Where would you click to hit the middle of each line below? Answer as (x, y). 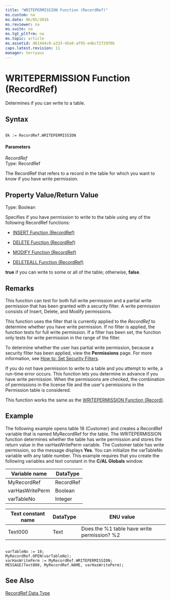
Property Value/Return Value (52, 195)
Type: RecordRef (23, 164)
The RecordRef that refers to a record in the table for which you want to (80, 173)
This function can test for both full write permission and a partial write (78, 301)
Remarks (20, 288)
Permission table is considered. (38, 390)
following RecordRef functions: (38, 222)
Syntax (17, 119)
